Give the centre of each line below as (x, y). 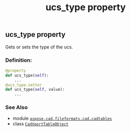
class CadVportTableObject (41, 124)
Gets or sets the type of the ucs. (39, 47)
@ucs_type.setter (24, 85)
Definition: (19, 60)
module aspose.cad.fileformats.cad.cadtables (62, 118)
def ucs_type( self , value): (35, 90)
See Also (17, 108)
